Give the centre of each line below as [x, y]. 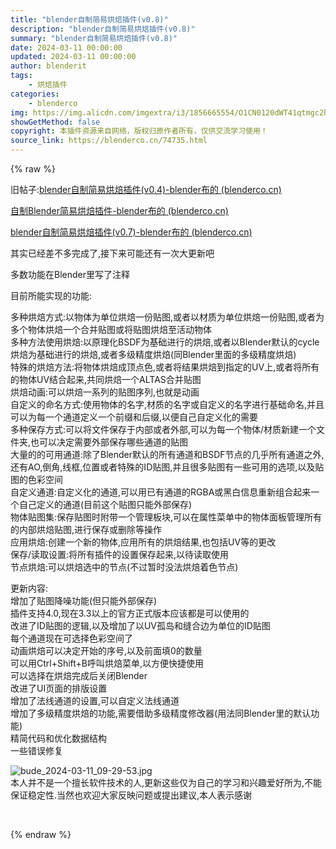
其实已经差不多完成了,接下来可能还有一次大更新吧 [112, 253]
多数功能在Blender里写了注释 [70, 274]
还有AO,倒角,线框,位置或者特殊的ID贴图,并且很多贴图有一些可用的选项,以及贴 [167, 467]
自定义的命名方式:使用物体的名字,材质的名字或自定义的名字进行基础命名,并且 [167, 404]
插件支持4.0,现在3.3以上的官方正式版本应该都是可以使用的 [130, 613]
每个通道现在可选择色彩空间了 [71, 638]
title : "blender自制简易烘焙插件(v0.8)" [89, 19]
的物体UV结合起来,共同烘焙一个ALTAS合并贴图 [106, 379]
